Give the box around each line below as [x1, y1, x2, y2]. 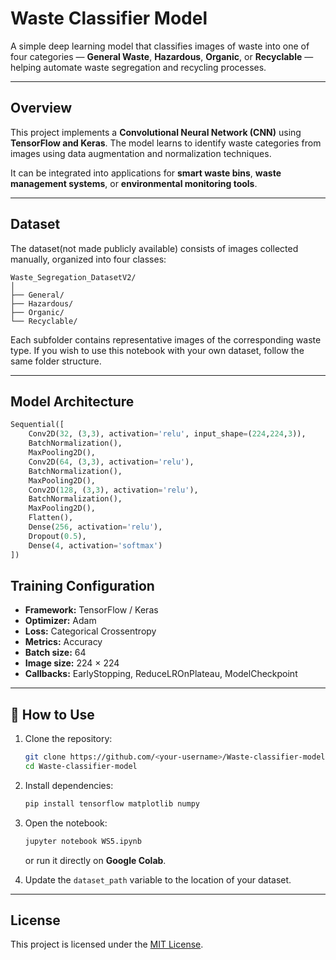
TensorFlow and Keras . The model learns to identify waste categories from [10, 137, 322, 149]
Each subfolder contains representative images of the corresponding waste [10, 333, 322, 346]
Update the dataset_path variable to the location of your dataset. [24, 873, 292, 886]
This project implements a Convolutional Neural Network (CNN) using [10, 126, 302, 138]
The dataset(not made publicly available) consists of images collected [10, 242, 299, 254]
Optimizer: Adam [24, 615, 97, 627]
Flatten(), [28, 513, 74, 523]
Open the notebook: [24, 817, 108, 829]
